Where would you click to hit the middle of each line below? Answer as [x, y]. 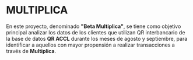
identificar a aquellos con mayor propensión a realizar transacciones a [90, 45]
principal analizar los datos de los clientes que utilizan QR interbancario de [96, 32]
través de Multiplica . [31, 51]
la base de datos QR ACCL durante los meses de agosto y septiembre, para [97, 38]
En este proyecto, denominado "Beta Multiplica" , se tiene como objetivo [94, 26]
